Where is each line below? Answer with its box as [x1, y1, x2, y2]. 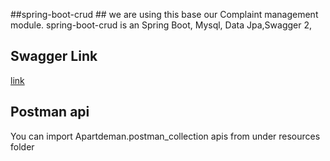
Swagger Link [10, 48, 98, 65]
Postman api [10, 104, 90, 121]
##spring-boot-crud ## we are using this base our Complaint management [10, 9, 319, 20]
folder [10, 140, 35, 153]
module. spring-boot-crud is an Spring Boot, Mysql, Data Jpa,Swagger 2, [10, 19, 313, 31]
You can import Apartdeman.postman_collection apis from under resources [10, 130, 321, 142]
